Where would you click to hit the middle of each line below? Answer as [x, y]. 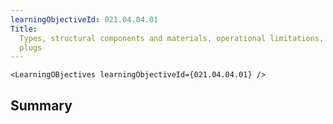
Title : [24, 29]
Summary [41, 105]
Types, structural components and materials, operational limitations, [172, 38]
